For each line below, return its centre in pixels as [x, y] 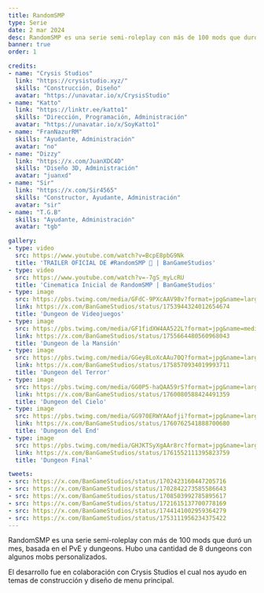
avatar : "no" [37, 146]
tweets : [21, 474]
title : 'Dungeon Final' [54, 460]
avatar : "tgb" [38, 227]
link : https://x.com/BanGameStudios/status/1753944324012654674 [123, 307]
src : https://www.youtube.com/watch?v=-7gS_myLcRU [100, 277]
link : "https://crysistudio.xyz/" [71, 81]
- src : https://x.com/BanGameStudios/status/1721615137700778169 [117, 503]
